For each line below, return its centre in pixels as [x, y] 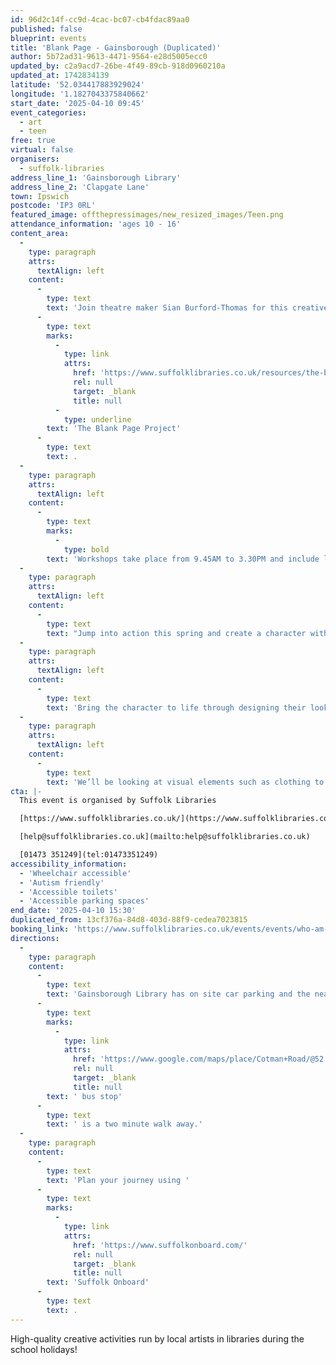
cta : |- [26, 791]
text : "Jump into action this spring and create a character [176, 633]
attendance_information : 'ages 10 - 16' [96, 224]
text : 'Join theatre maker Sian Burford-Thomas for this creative [187, 308]
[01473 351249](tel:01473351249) [89, 855]
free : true [33, 141]
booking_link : [40, 929]
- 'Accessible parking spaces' [84, 901]
